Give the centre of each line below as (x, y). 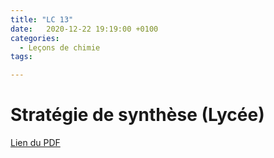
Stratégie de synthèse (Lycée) (137, 115)
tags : (21, 57)
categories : (35, 38)
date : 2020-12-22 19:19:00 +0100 (84, 29)
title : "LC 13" (42, 19)
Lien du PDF (35, 143)
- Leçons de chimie (60, 47)
